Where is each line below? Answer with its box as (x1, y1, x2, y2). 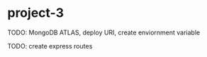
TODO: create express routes (7, 42, 93, 50)
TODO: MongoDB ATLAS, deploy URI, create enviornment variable (7, 28, 201, 37)
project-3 (7, 5, 65, 21)
